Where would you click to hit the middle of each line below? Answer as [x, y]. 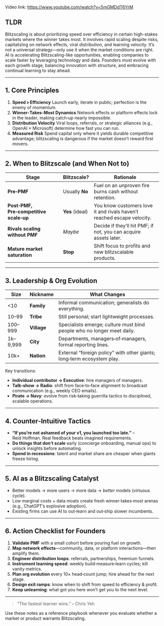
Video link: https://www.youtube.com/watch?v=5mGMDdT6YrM [69, 7]
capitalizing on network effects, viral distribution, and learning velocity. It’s [80, 44]
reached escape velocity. [123, 218]
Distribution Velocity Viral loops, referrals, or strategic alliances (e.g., [82, 123]
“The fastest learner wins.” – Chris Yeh [56, 604]
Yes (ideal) [75, 212]
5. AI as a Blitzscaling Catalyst [52, 479]
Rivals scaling [24, 229]
